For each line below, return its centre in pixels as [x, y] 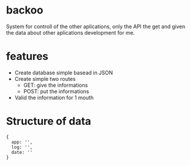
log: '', [22, 147]
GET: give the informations [56, 85]
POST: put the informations [56, 91]
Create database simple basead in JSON [64, 72]
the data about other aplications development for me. [71, 32]
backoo [25, 10]
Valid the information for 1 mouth [54, 97]
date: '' [22, 152]
